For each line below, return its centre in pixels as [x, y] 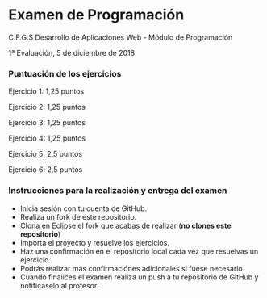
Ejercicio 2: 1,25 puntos [47, 107]
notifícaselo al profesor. [59, 285]
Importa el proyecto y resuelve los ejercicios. [94, 242]
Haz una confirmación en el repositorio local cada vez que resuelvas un [139, 251]
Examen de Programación [96, 15]
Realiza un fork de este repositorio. [78, 216]
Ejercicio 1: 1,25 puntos [46, 91]
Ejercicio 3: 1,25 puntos [47, 123]
